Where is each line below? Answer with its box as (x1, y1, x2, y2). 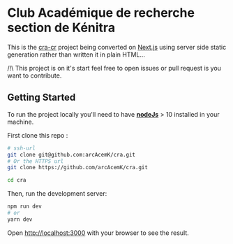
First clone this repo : (7, 131, 68, 139)
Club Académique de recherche (7, 5, 195, 21)
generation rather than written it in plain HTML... (7, 50, 145, 59)
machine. (7, 117, 34, 126)
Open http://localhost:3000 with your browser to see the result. (7, 229, 190, 237)
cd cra (7, 177, 27, 184)
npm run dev (7, 203, 42, 210)
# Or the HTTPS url (7, 157, 64, 165)
